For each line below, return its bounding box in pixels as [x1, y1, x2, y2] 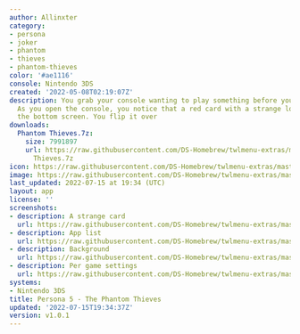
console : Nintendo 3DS [9, 79, 94, 88]
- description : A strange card [9, 211, 126, 221]
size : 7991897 [25, 137, 78, 146]
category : [9, 21, 46, 30]
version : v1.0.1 [9, 311, 70, 321]
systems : [9, 278, 42, 287]
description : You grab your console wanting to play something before [9, 95, 278, 105]
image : [9, 170, 34, 179]
